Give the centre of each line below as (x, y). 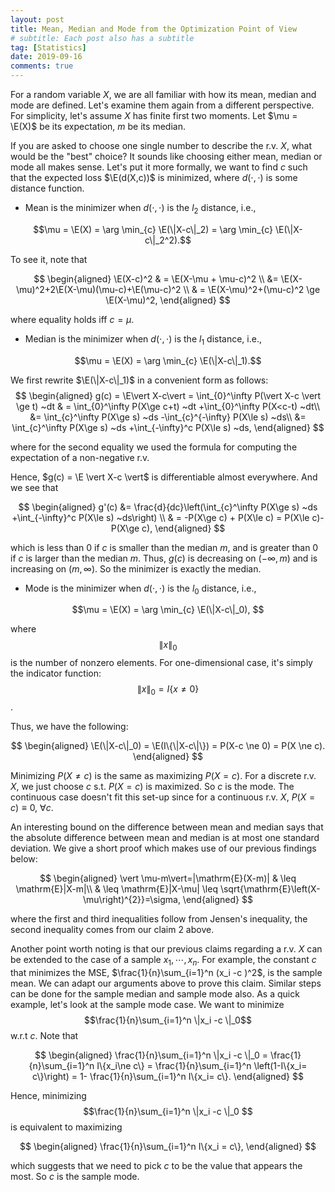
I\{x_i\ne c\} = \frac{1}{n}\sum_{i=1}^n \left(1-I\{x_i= (202, 1065)
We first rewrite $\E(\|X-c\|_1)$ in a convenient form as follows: (139, 380)
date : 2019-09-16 (46, 57)
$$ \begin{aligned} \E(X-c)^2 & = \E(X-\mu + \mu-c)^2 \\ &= (156, 278)
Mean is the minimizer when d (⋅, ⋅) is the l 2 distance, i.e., (140, 209)
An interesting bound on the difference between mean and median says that (167, 827)
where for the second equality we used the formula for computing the (154, 447)
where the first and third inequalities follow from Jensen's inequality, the (159, 918)
